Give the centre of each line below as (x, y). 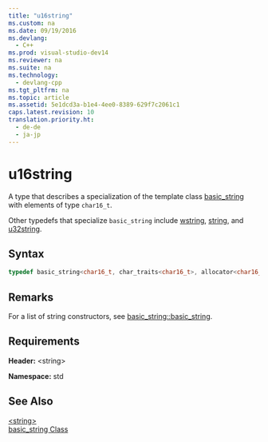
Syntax (26, 254)
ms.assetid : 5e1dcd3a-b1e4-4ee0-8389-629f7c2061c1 (94, 105)
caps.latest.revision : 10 (51, 113)
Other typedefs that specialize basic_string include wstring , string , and (126, 220)
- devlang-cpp (39, 82)
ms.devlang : (28, 38)
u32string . (25, 229)
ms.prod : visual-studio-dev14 (59, 53)
